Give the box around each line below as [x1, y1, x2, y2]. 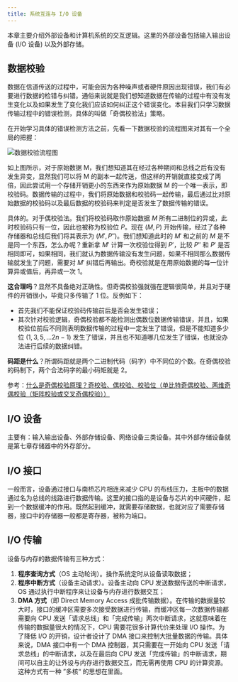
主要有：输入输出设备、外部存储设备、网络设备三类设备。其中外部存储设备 [7, 433, 225, 441]
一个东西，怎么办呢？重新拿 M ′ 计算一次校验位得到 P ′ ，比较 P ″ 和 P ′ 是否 [19, 241, 230, 249]
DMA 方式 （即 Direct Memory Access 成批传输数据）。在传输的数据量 [17, 596, 220, 605]
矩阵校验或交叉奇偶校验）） [31, 390, 110, 399]
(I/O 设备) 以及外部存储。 [15, 40, 89, 48]
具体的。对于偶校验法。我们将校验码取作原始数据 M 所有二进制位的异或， [7, 214, 222, 222]
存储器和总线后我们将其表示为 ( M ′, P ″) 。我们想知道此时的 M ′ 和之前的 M [7, 232, 216, 240]
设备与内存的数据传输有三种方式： [7, 554, 107, 563]
